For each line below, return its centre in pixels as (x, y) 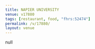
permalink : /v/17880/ (28, 24)
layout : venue (20, 28)
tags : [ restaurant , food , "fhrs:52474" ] (48, 19)
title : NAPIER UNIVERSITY (32, 10)
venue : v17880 (20, 14)
